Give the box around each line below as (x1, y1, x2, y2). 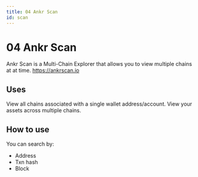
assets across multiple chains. (6, 107, 81, 114)
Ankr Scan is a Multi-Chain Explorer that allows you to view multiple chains (6, 60, 192, 68)
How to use (6, 124, 49, 135)
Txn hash (14, 158, 38, 166)
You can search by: (6, 140, 54, 148)
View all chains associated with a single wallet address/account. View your (6, 100, 193, 108)
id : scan (6, 14, 28, 21)
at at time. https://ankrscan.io (6, 67, 80, 74)
